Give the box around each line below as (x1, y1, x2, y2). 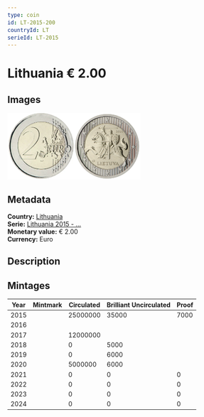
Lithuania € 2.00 (7, 65, 107, 82)
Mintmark (33, 300, 63, 309)
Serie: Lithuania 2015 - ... (7, 220, 82, 229)
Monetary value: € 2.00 (7, 227, 78, 236)
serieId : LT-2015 (7, 34, 59, 41)
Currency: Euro (7, 235, 53, 244)
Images (7, 93, 41, 106)
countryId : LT (7, 26, 50, 33)
